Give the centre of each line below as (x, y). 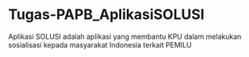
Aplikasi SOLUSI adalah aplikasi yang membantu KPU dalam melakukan (125, 36)
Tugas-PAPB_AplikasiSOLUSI (106, 15)
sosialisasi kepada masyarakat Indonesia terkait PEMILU (100, 44)
